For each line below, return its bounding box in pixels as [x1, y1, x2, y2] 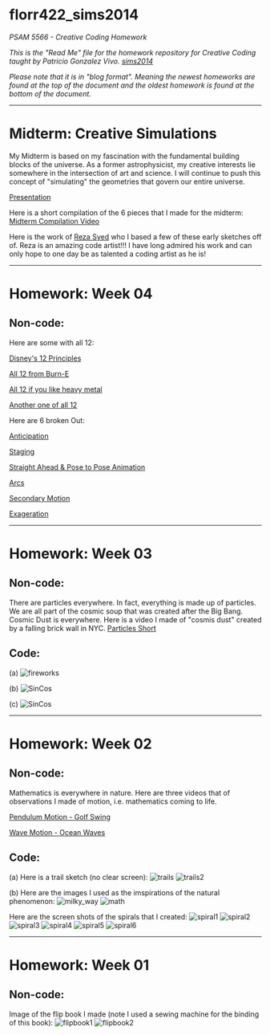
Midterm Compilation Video [9, 216, 99, 226]
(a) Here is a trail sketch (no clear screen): [9, 872, 148, 882]
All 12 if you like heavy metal [9, 384, 103, 394]
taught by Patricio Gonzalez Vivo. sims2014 [9, 56, 154, 66]
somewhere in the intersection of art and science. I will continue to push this [9, 168, 261, 177]
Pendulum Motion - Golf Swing [9, 812, 111, 821]
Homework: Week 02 [9, 735, 153, 752]
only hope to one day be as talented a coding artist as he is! [9, 249, 207, 259]
